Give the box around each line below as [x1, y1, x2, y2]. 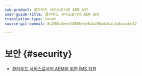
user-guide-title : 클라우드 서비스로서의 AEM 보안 [4, 12, 100, 17]
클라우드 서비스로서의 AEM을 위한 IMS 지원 [11, 66, 96, 72]
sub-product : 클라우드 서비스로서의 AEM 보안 [4, 7, 88, 12]
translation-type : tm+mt [4, 16, 56, 21]
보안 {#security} [4, 48, 72, 60]
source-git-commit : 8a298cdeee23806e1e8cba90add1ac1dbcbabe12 [4, 21, 137, 26]
